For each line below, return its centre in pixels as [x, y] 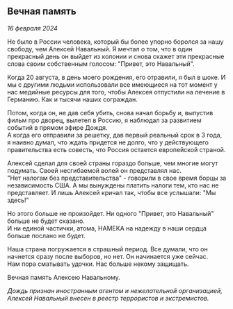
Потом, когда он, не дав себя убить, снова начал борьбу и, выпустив [110, 112]
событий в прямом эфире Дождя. [57, 127]
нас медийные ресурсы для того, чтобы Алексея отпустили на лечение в [116, 92]
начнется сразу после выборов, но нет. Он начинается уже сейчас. [108, 256]
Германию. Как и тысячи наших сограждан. [72, 99]
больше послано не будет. [46, 235]
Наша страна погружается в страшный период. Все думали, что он [107, 249]
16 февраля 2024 [32, 28]
